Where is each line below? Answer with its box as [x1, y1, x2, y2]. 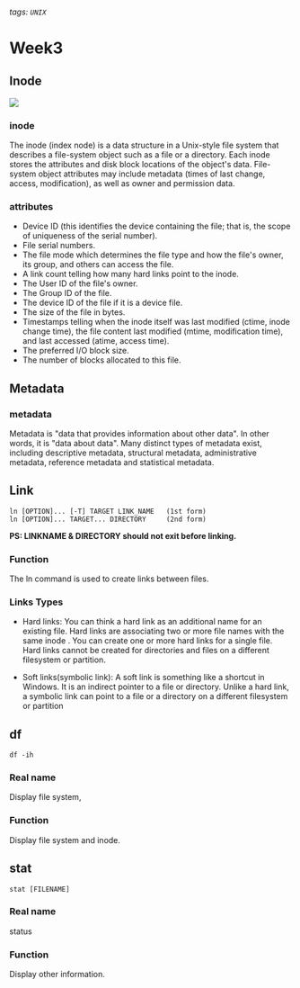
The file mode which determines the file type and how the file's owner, [22, 249, 284, 260]
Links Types [9, 596, 64, 608]
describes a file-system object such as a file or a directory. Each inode [9, 148, 271, 160]
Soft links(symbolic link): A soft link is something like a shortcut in [22, 672, 265, 683]
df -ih [9, 750, 34, 759]
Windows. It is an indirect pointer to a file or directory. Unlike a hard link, [22, 681, 289, 692]
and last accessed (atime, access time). [22, 336, 170, 346]
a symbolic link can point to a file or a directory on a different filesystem [22, 691, 288, 702]
